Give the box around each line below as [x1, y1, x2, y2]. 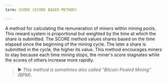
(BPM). [17, 72, 32, 78]
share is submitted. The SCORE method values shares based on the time [5, 36, 155, 42]
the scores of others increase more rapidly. [5, 57, 94, 63]
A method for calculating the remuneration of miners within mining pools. [5, 25, 156, 31]
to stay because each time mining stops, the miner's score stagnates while [5, 52, 159, 58]
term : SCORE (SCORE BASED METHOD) [5, 7, 78, 12]
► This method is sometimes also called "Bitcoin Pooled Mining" [17, 67, 151, 73]
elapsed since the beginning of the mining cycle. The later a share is [5, 41, 146, 47]
